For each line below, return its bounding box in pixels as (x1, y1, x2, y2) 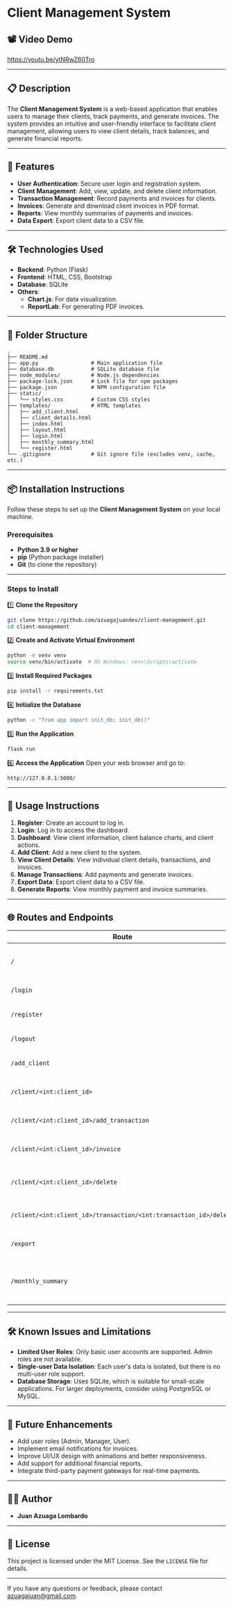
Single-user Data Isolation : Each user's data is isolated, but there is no (17, 1362, 221, 1371)
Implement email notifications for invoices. (17, 1444, 139, 1453)
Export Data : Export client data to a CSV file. (17, 877, 145, 886)
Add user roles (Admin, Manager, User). (17, 1437, 132, 1446)
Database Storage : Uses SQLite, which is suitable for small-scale (17, 1377, 205, 1385)
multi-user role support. (17, 1370, 85, 1378)
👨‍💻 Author (7, 1493, 53, 1505)
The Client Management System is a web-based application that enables (7, 104, 218, 113)
